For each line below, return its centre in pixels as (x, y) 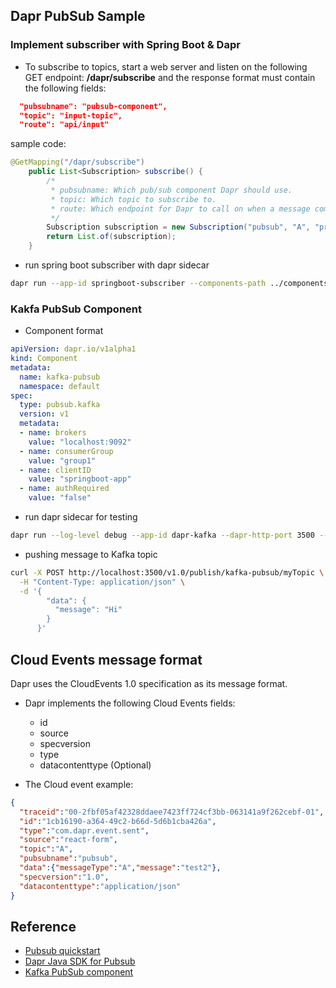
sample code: (38, 144)
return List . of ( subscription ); (111, 237)
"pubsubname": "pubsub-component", (93, 106)
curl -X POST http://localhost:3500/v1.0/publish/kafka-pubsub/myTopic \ (167, 572)
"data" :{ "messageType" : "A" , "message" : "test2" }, (120, 868)
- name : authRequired (64, 489)
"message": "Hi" (88, 610)
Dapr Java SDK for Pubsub (80, 961)
